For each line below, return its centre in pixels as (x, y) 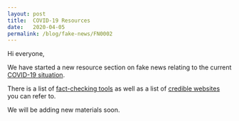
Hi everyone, (26, 54)
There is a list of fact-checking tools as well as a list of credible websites (114, 88)
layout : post (27, 14)
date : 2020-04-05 (36, 27)
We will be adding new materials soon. (64, 110)
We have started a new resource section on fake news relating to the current (119, 67)
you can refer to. (32, 96)
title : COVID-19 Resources (49, 21)
